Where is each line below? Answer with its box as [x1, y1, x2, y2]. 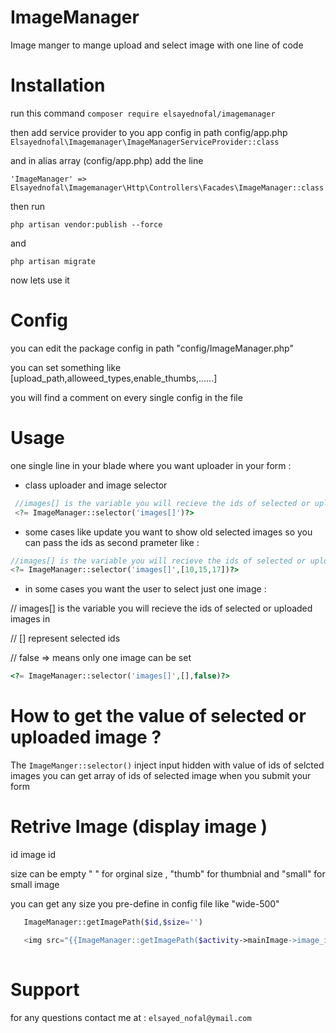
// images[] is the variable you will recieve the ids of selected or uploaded [10, 602, 313, 615]
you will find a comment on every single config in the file [10, 391, 243, 403]
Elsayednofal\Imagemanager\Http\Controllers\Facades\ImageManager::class [10, 182, 325, 193]
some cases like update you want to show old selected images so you [24, 526, 313, 538]
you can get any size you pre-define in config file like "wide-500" [10, 898, 280, 910]
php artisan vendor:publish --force [10, 219, 163, 230]
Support [10, 978, 80, 1001]
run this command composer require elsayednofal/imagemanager [10, 107, 276, 119]
